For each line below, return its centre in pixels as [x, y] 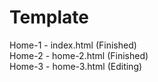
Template [49, 17]
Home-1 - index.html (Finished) [73, 45]
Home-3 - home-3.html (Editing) [76, 66]
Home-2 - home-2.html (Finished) [79, 55]
